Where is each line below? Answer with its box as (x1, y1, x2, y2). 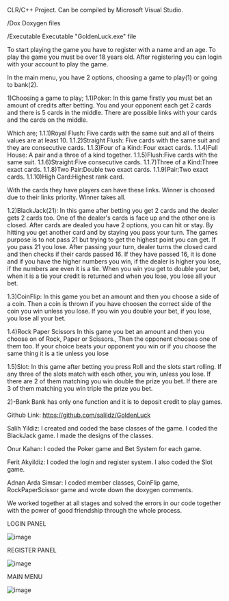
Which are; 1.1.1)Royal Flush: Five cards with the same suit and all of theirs (7, 129, 215, 137)
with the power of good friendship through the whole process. (7, 507, 183, 514)
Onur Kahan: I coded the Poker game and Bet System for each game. (7, 445, 202, 452)
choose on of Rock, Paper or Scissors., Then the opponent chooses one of (7, 335, 218, 343)
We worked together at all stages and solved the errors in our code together (7, 499, 221, 507)
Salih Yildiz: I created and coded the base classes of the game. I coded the (7, 424, 217, 432)
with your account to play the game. (7, 60, 109, 68)
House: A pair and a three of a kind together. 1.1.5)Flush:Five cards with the (7, 151, 218, 159)
